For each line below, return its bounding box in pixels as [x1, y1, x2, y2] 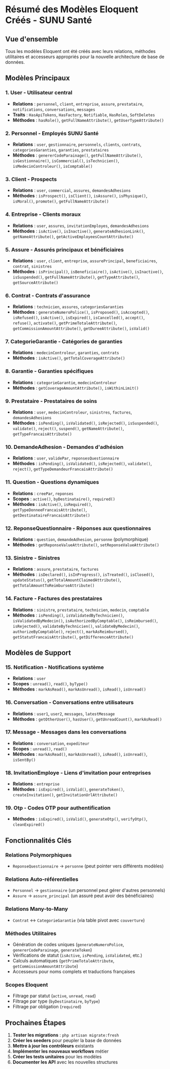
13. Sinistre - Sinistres [5, 554, 60, 562]
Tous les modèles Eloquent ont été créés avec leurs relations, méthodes [5, 48, 156, 54]
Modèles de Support [5, 648, 71, 657]
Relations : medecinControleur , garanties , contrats [12, 349, 119, 355]
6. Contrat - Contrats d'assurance [5, 292, 90, 299]
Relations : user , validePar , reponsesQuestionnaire [12, 455, 119, 461]
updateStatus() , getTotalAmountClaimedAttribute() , [12, 577, 122, 583]
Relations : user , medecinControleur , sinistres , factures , [12, 409, 132, 415]
